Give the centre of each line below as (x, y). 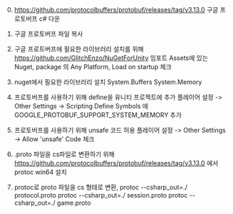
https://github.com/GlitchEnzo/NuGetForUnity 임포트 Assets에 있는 (111, 58)
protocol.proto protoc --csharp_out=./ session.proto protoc (101, 195)
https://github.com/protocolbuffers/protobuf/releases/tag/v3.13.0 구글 (116, 10)
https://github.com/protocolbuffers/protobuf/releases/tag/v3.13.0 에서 (116, 163)
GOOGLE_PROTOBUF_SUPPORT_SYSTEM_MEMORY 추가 (98, 115)
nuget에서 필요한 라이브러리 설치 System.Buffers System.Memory (108, 82)
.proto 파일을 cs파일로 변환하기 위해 (64, 154)
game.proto (74, 203)
